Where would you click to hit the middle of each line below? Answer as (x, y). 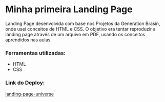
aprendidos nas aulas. (29, 40)
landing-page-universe (30, 94)
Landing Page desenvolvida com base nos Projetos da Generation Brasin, (83, 23)
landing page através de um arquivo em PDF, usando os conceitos (75, 34)
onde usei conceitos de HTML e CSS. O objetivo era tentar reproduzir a (80, 29)
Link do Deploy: (25, 83)
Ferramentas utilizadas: (35, 53)
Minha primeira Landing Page (69, 9)
